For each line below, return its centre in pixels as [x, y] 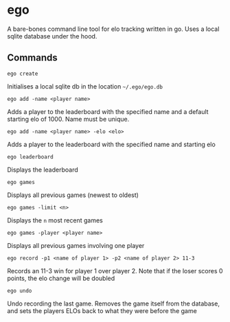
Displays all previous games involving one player [76, 245]
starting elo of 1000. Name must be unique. [68, 119]
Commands [33, 58]
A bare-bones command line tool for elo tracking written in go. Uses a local [113, 29]
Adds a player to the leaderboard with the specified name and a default [108, 111]
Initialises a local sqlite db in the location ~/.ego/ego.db [85, 86]
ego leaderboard [30, 157]
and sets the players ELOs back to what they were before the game [102, 310]
